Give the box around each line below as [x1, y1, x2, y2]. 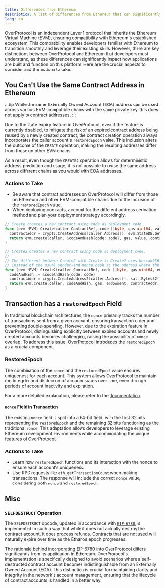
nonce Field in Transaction [5, 404, 58, 410]
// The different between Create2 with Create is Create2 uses [5, 258, 137, 263]
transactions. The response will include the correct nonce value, [12, 475, 141, 481]
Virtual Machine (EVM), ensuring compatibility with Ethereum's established [5, 35, 157, 41]
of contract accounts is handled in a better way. [5, 577, 102, 583]
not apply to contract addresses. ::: [5, 112, 76, 118]
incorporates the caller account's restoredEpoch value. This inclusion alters [5, 138, 157, 143]
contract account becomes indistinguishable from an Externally [28, 561, 156, 567]
